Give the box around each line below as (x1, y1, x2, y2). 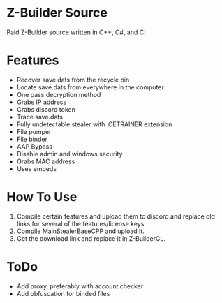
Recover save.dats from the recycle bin (16, 75, 130, 84)
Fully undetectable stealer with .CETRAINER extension (16, 120, 172, 128)
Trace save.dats (16, 112, 64, 121)
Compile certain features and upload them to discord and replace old (16, 212, 216, 221)
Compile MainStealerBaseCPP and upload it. (16, 227, 145, 235)
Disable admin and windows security (16, 149, 123, 158)
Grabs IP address (16, 98, 67, 106)
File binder (16, 135, 48, 143)
